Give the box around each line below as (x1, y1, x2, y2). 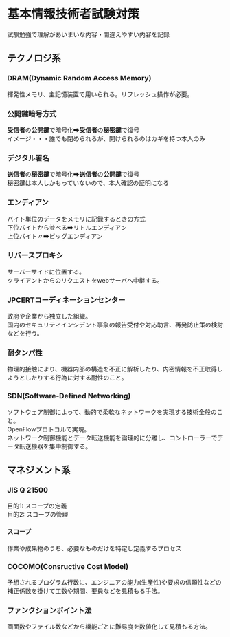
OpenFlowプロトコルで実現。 (7, 424, 91, 433)
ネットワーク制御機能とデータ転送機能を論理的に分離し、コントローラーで (7, 433, 218, 442)
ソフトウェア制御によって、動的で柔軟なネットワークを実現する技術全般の (7, 407, 218, 416)
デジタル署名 (7, 153, 49, 162)
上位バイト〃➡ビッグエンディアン (7, 232, 103, 240)
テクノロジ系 (7, 52, 61, 64)
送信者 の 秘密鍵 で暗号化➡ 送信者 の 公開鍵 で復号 (7, 170, 139, 179)
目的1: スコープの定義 (7, 501, 67, 510)
